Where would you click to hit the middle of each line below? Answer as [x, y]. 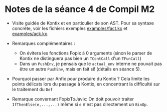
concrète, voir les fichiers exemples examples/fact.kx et [70, 28]
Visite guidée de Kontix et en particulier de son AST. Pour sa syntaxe [83, 23]
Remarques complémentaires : [44, 43]
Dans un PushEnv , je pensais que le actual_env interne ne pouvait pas [91, 63]
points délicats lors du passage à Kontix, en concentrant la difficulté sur [86, 84]
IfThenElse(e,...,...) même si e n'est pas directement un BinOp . [80, 104]
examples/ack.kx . [30, 33]
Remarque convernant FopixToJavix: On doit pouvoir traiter [73, 99]
